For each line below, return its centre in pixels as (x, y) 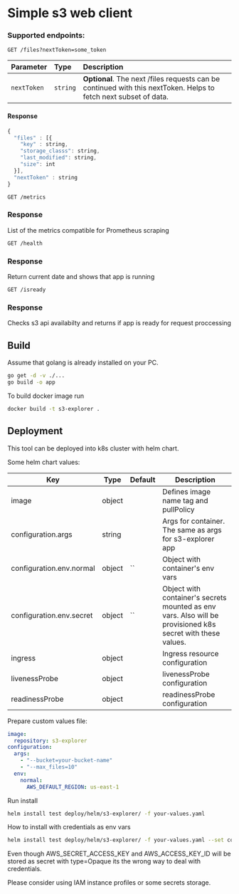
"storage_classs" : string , (60, 151)
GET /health (25, 243)
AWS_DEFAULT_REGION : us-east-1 (73, 787)
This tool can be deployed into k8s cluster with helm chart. (93, 448)
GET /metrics (27, 197)
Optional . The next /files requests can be (152, 79)
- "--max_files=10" (49, 767)
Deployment (35, 431)
